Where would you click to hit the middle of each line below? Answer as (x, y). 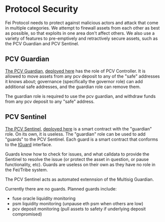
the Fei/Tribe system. (27, 170)
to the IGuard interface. (29, 144)
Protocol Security (42, 9)
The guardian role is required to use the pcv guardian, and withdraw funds (81, 96)
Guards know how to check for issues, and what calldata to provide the (77, 154)
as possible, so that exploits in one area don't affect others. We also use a (80, 33)
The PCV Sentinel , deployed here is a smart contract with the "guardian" (79, 128)
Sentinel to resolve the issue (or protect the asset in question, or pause (77, 159)
